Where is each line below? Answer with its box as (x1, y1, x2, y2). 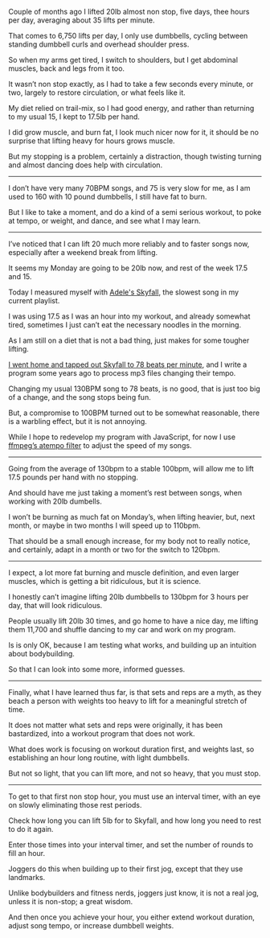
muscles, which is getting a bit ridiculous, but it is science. (8, 577, 202, 586)
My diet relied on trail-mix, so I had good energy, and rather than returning (8, 104, 255, 113)
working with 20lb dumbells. (8, 496, 102, 506)
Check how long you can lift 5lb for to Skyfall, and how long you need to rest (8, 816, 262, 825)
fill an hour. (8, 849, 46, 858)
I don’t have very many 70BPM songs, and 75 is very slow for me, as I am (8, 183, 251, 192)
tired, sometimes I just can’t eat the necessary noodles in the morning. (8, 320, 242, 329)
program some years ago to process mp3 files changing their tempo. (8, 368, 236, 377)
